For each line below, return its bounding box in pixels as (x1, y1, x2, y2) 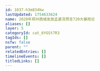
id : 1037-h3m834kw (5, 7, 44, 12)
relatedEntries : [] (5, 49, 46, 54)
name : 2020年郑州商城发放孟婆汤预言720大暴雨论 (5, 16, 95, 21)
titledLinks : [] (5, 58, 39, 63)
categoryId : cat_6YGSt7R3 (5, 30, 60, 35)
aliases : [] (5, 21, 30, 26)
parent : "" (5, 44, 28, 49)
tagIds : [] (5, 35, 28, 40)
